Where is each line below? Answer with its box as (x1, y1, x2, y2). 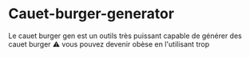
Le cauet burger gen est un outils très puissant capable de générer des (8, 31, 242, 40)
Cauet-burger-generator (8, 5, 174, 23)
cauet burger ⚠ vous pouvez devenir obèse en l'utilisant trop (8, 39, 210, 48)
